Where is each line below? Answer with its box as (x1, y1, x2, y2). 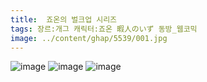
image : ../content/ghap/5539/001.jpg (10, 33, 168, 43)
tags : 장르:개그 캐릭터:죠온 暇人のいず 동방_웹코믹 (10, 24, 198, 34)
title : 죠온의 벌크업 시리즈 (10, 14, 118, 25)
